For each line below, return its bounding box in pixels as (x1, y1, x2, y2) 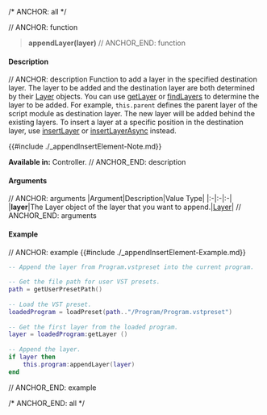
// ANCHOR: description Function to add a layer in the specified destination (8, 74, 258, 84)
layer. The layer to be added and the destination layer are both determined (8, 83, 256, 93)
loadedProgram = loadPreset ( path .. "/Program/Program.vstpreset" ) (8, 308, 232, 316)
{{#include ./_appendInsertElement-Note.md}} (8, 141, 162, 152)
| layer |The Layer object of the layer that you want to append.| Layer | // (8, 202, 242, 212)
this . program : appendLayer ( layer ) (23, 360, 136, 368)
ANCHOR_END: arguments (8, 211, 97, 220)
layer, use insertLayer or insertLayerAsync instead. (8, 126, 177, 136)
